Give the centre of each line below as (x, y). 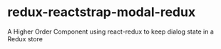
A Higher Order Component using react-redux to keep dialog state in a (110, 31)
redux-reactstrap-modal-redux (102, 12)
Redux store (25, 38)
